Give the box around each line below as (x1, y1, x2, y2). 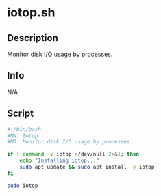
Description (7, 32, 58, 44)
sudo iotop (7, 182, 38, 189)
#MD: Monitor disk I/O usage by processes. (7, 139, 134, 145)
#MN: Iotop (7, 132, 38, 139)
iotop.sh (7, 5, 56, 20)
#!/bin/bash (7, 126, 41, 132)
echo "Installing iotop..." (19, 157, 99, 165)
